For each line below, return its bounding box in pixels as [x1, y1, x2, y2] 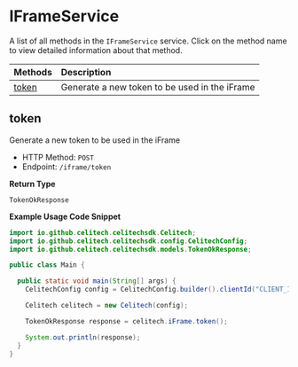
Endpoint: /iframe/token [21, 161, 112, 172]
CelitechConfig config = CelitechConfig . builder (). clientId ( [25, 285, 255, 294]
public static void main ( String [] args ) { [17, 277, 176, 285]
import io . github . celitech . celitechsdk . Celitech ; [9, 228, 197, 237]
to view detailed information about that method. [9, 44, 184, 55]
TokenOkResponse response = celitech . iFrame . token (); [25, 316, 228, 325]
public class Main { [9, 261, 86, 269]
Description [60, 66, 112, 78]
